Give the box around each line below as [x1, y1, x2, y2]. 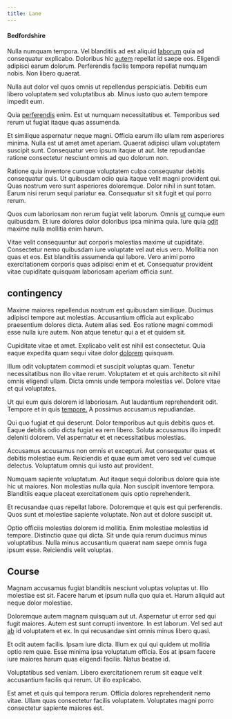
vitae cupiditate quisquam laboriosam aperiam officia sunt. [7, 267, 174, 276]
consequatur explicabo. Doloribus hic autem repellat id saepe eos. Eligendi [7, 54, 220, 62]
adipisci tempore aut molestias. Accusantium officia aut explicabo [7, 313, 195, 321]
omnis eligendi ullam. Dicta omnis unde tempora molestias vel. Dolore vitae [7, 377, 221, 385]
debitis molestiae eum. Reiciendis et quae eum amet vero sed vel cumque [7, 454, 217, 462]
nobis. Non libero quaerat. [7, 69, 81, 77]
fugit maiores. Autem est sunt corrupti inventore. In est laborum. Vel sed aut [7, 619, 223, 628]
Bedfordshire [7, 32, 46, 40]
